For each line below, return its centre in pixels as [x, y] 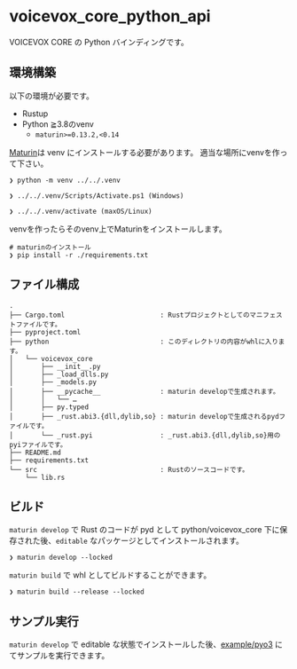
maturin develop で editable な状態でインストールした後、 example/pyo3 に [146, 644]
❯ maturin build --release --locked [77, 592]
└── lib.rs [45, 477]
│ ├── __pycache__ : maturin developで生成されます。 [145, 391]
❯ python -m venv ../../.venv [65, 180]
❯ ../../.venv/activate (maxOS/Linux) [81, 211]
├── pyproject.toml [45, 332]
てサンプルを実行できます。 [59, 656]
